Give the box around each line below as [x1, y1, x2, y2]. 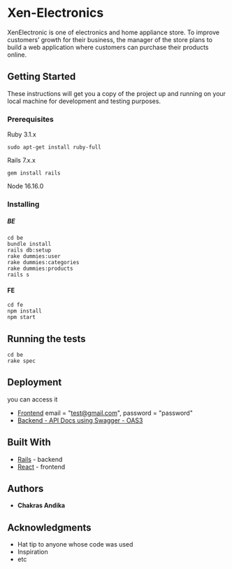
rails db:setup [7, 247, 52, 254]
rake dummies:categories [7, 259, 80, 266]
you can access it [7, 395, 58, 404]
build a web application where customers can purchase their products [7, 43, 209, 51]
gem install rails [7, 170, 61, 177]
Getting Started [7, 71, 76, 83]
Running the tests [7, 333, 86, 345]
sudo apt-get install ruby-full [7, 144, 101, 151]
